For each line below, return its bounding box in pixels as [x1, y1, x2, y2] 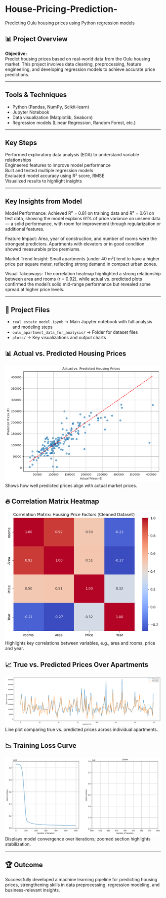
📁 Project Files [5, 305, 50, 314]
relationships [5, 157, 32, 163]
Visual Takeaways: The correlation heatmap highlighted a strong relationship [5, 271, 161, 277]
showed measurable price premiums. [5, 246, 81, 252]
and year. [5, 646, 24, 652]
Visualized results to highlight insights [5, 178, 83, 184]
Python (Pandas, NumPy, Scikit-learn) [12, 104, 90, 110]
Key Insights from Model [5, 197, 83, 205]
